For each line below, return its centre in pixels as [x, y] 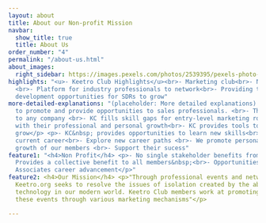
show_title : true [44, 38]
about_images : [32, 67]
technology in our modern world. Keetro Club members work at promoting [138, 192]
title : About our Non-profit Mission [70, 23]
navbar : [21, 30]
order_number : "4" [38, 52]
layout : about [32, 15]
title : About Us [42, 45]
